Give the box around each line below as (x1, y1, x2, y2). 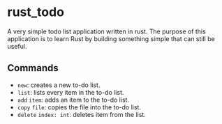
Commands (7, 62, 59, 74)
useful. (7, 42, 27, 50)
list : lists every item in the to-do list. (17, 88, 124, 96)
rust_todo (7, 4, 65, 20)
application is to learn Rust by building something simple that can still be (7, 34, 215, 42)
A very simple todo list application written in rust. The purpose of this (7, 27, 206, 36)
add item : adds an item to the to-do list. (17, 95, 130, 104)
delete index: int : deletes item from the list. (17, 110, 147, 118)
